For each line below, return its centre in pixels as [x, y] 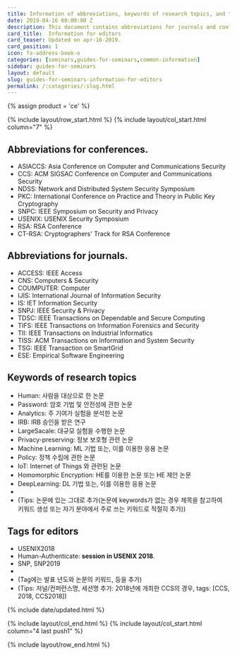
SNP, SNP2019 [39, 563]
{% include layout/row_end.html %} [59, 644]
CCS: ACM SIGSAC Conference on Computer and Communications [115, 174]
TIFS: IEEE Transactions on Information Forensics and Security [108, 325]
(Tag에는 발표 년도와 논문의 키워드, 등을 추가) [80, 579]
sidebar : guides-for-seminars [52, 66]
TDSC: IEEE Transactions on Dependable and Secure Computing [111, 317]
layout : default [31, 73]
